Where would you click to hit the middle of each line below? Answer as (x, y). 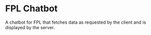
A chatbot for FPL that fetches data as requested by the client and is (76, 22)
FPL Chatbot (31, 9)
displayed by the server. (30, 27)
